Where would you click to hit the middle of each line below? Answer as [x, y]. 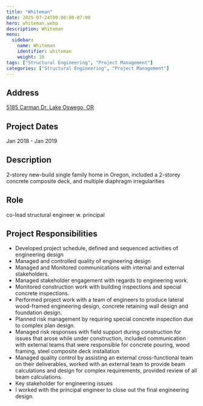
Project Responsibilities [52, 234]
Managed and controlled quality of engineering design [83, 261]
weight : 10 [31, 57]
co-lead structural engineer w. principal [55, 215]
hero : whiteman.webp [32, 23]
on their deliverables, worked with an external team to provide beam [100, 364]
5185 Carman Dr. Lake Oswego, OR [50, 107]
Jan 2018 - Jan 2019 [32, 141]
